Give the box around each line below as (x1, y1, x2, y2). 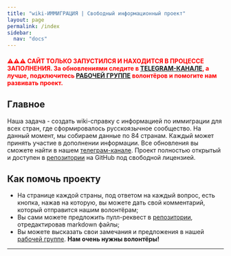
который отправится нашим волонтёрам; (16, 206, 139, 214)
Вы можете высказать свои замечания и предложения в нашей (16, 228, 205, 236)
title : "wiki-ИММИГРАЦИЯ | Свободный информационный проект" (7, 10, 186, 17)
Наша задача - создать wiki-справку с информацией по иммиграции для (7, 117, 222, 125)
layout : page (7, 16, 45, 23)
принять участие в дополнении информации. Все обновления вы (7, 139, 199, 147)
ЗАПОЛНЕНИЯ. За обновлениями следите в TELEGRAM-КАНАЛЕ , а (7, 64, 210, 72)
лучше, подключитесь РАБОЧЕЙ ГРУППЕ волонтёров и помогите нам (7, 71, 217, 80)
